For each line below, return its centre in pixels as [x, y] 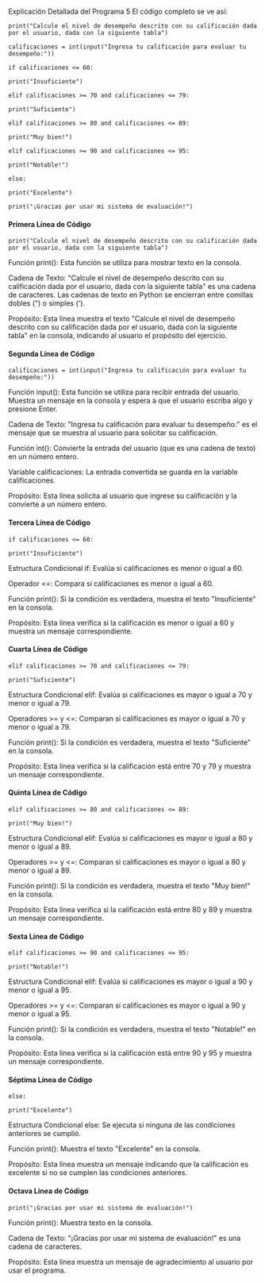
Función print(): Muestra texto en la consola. [81, 1223]
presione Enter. [33, 409]
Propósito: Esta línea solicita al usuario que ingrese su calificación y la [123, 496]
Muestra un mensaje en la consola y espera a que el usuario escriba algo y [131, 401]
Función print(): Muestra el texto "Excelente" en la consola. [104, 1149]
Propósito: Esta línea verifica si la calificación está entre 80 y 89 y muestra [130, 910]
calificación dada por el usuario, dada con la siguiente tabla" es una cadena [132, 287]
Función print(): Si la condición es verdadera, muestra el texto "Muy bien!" [129, 886]
